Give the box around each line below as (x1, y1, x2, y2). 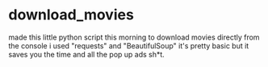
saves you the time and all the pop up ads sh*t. (8, 49, 165, 59)
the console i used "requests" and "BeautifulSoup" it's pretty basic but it (8, 40, 249, 50)
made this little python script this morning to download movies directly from (8, 32, 260, 42)
